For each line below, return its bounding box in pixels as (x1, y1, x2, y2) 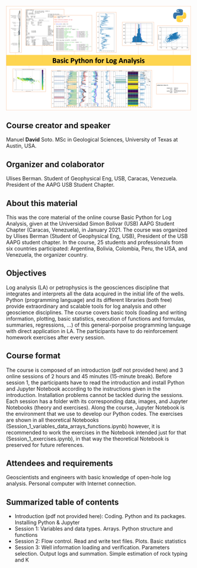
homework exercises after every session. (6, 334, 106, 341)
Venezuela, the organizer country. (6, 251, 88, 258)
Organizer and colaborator (6, 159, 105, 169)
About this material (6, 198, 78, 208)
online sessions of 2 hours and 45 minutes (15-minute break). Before (6, 372, 172, 379)
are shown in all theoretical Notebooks (6, 416, 99, 424)
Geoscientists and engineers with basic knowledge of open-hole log (6, 474, 171, 481)
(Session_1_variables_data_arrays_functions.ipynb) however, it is (6, 422, 160, 429)
